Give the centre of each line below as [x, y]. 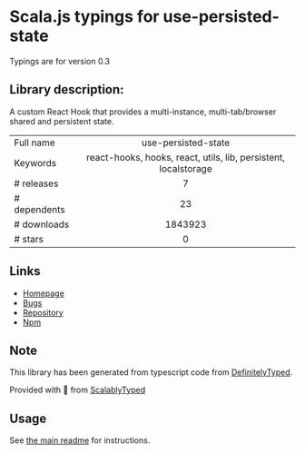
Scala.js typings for [84, 17]
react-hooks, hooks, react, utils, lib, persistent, [186, 157]
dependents [39, 209]
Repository [43, 312]
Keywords [35, 163]
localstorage [186, 168]
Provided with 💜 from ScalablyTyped [78, 390]
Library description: [67, 89]
